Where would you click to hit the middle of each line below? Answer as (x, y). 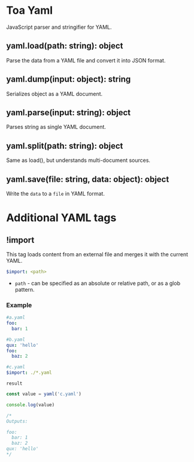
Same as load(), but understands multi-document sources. (78, 160)
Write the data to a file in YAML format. (55, 193)
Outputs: (17, 421)
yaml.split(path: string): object (65, 145)
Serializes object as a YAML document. (54, 94)
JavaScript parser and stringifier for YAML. (59, 27)
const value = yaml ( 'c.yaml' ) (44, 394)
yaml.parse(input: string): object (69, 112)
